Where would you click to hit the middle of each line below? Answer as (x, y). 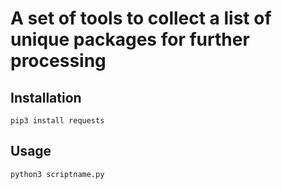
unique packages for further (130, 39)
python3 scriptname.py (57, 174)
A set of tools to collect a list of (141, 18)
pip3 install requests (57, 121)
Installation (46, 97)
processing (58, 61)
